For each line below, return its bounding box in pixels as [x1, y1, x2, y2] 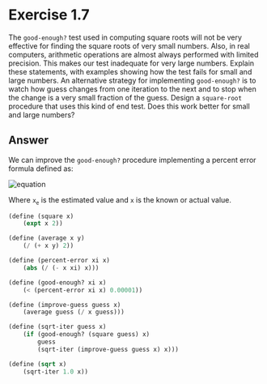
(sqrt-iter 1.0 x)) [23, 367, 89, 376]
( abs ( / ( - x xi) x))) [23, 263, 100, 272]
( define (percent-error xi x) [8, 257, 111, 265]
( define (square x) [8, 212, 74, 220]
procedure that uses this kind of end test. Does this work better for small [8, 101, 251, 111]
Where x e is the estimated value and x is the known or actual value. [8, 194, 232, 206]
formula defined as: [8, 164, 74, 173]
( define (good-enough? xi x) [8, 278, 107, 287]
